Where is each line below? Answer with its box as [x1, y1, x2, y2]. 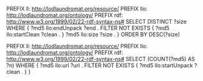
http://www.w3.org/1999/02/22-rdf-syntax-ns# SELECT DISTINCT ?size [6, 18, 187, 25]
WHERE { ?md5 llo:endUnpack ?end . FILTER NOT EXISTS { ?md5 [6, 24, 170, 31]
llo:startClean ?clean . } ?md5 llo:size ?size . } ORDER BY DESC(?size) [6, 31, 181, 38]
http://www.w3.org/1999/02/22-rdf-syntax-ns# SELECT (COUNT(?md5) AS [6, 56, 196, 62]
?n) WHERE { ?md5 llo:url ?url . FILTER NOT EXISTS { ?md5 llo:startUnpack [6, 62, 193, 69]
